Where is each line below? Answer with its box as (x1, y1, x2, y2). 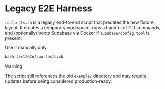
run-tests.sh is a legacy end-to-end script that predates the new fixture (5, 19, 154, 25)
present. (5, 35, 22, 41)
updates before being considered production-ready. (5, 78, 112, 84)
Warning (5, 63, 22, 69)
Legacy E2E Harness (5, 3, 92, 14)
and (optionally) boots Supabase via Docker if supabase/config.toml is (5, 30, 150, 36)
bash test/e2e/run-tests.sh (5, 54, 64, 59)
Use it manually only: (5, 44, 48, 50)
